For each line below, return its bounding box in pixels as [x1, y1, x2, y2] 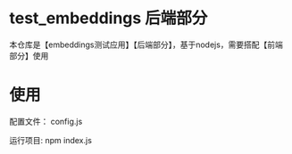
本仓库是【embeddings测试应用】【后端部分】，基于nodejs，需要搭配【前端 [9, 39, 284, 50]
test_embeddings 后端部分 [9, 8, 208, 28]
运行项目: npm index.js [9, 134, 92, 145]
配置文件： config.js [9, 116, 83, 126]
